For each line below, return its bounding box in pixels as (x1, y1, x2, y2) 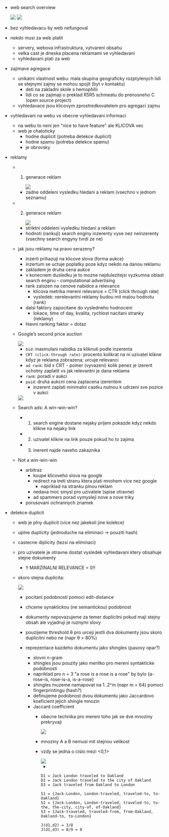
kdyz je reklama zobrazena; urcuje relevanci (25, 357, 119, 363)
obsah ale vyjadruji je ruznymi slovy (25, 619, 101, 625)
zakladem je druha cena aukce (25, 266, 91, 273)
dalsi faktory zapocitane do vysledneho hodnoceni (25, 305, 133, 310)
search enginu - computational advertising (25, 278, 115, 283)
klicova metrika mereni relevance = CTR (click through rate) (33, 288, 159, 294)
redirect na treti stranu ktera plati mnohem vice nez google (33, 478, 157, 484)
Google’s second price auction (17, 331, 82, 337)
